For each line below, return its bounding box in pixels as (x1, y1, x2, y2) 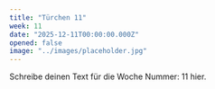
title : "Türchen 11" (9, 13, 88, 22)
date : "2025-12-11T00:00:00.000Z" (9, 30, 140, 39)
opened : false (9, 38, 63, 48)
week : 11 (9, 22, 42, 31)
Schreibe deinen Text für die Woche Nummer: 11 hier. (9, 71, 207, 82)
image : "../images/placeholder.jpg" (9, 47, 147, 56)
